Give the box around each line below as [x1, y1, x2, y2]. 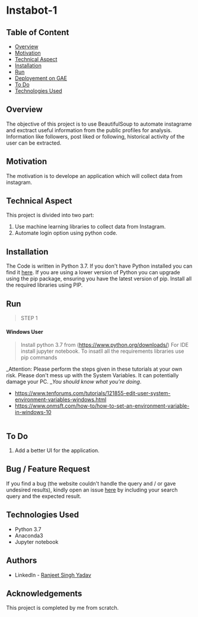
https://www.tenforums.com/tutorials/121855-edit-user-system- [14, 390, 171, 397]
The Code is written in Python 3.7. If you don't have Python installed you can [6, 262, 193, 270]
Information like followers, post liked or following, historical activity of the [6, 133, 185, 140]
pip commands [20, 354, 58, 361]
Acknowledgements [6, 588, 82, 599]
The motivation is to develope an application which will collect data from [6, 172, 183, 179]
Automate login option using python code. [14, 230, 117, 237]
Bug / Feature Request [6, 464, 90, 474]
